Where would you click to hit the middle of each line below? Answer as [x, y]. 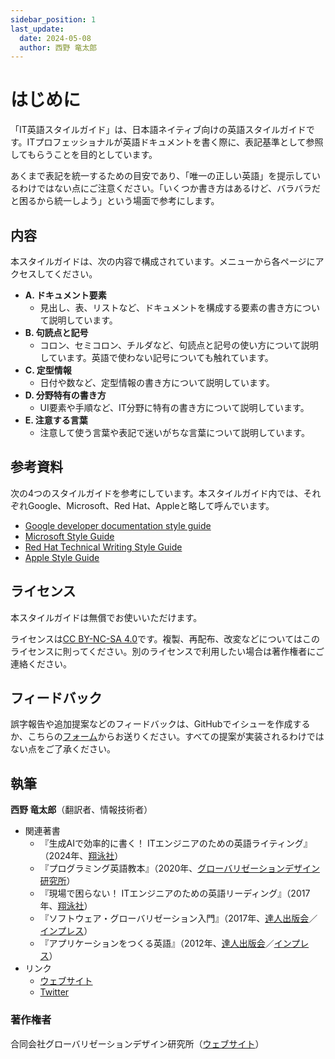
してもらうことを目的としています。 [84, 155]
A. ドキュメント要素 [65, 295]
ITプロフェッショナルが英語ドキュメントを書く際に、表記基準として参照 [175, 142]
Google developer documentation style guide [118, 525]
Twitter [54, 992]
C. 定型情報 [48, 370]
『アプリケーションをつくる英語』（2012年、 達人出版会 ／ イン [165, 943]
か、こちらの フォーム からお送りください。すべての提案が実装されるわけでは [167, 737]
